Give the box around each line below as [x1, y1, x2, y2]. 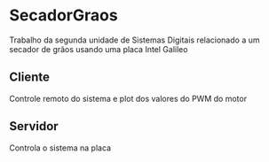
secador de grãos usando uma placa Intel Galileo [9, 43, 188, 54]
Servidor [9, 119, 59, 134]
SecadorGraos [9, 5, 118, 26]
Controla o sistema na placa [9, 143, 112, 153]
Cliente [9, 70, 51, 85]
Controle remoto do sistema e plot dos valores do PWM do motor [9, 93, 247, 104]
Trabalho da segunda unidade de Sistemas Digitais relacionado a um [9, 35, 260, 45]
